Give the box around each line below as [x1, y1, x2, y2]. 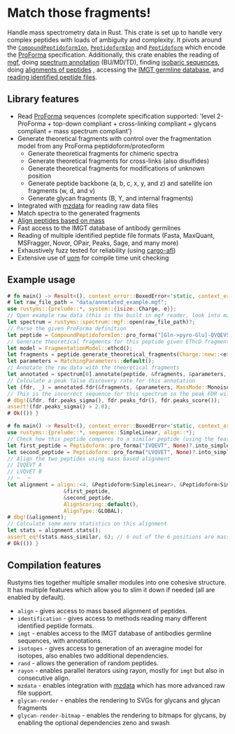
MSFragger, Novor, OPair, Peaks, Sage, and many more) [17, 239, 179, 247]
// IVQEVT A [7, 462, 42, 469]
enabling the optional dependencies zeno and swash [17, 718, 170, 727]
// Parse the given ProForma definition [7, 325, 127, 332]
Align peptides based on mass [17, 216, 105, 225]
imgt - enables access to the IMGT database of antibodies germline [17, 629, 212, 637]
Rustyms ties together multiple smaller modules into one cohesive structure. [7, 578, 227, 587]
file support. [17, 688, 53, 697]
